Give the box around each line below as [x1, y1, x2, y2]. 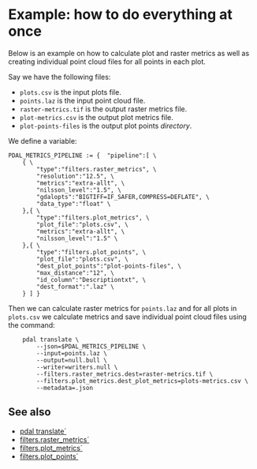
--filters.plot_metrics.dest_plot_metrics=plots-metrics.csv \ [36, 377, 248, 385]
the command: [8, 320, 55, 329]
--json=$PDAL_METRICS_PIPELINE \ [36, 342, 147, 351]
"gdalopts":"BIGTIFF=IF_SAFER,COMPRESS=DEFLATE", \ [36, 193, 210, 201]
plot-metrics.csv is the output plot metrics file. [19, 112, 173, 122]
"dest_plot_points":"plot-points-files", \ [36, 262, 181, 270]
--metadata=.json [36, 384, 93, 392]
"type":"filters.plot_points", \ [36, 248, 147, 256]
